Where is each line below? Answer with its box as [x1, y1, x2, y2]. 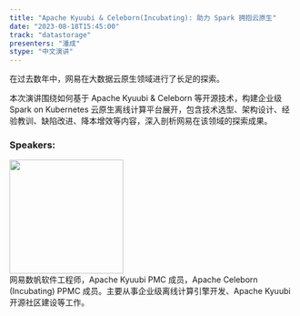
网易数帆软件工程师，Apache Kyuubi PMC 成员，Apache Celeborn [9, 274, 258, 285]
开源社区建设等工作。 [9, 297, 89, 308]
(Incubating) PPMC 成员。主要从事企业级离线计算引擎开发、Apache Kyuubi [9, 286, 291, 297]
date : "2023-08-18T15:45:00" [9, 22, 120, 31]
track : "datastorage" [9, 30, 92, 39]
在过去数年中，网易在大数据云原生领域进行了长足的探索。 [9, 74, 225, 85]
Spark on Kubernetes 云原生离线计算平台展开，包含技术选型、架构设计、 [9, 104, 283, 115]
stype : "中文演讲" [9, 47, 75, 56]
